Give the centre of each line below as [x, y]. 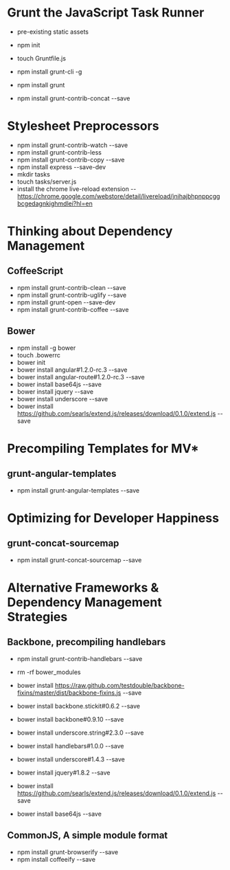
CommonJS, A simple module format [88, 835]
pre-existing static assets [53, 32]
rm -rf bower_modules [49, 672]
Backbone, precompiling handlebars [87, 642]
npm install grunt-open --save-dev [66, 302]
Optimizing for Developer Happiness [113, 518]
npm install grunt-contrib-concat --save [73, 98]
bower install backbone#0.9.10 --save [70, 719]
